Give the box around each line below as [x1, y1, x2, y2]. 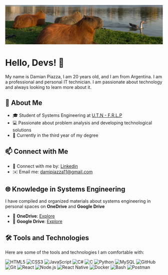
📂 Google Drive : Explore [12, 219, 62, 225]
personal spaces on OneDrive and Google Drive [5, 204, 105, 210]
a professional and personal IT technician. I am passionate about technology [5, 79, 162, 85]
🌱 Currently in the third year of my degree [12, 132, 98, 138]
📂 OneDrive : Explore [12, 213, 55, 219]
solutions [12, 127, 31, 133]
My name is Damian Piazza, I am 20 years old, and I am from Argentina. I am [5, 73, 162, 79]
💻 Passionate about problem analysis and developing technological [12, 120, 152, 126]
